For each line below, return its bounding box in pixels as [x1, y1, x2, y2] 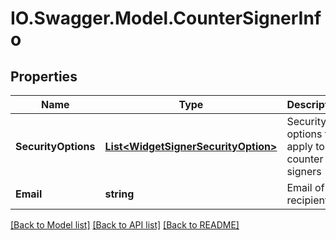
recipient [286, 193, 329, 207]
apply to [286, 140, 325, 153]
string [104, 187, 135, 201]
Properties [10, 68, 78, 85]
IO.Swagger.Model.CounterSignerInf [10, 7, 322, 30]
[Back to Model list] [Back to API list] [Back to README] [10, 219, 240, 231]
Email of [286, 181, 325, 194]
